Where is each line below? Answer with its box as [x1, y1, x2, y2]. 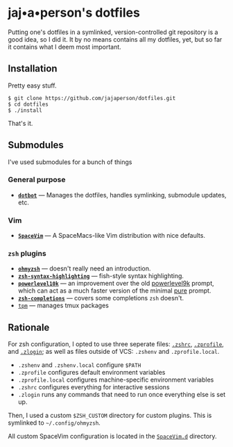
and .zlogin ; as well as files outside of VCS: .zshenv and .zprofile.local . [8, 348, 220, 356]
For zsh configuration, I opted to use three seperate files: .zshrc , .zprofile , [8, 340, 224, 348]
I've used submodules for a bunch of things [8, 158, 132, 166]
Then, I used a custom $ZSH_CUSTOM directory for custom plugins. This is [8, 412, 212, 420]
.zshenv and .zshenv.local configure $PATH [17, 361, 141, 369]
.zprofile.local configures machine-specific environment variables [17, 375, 214, 384]
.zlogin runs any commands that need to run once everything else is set [17, 391, 226, 399]
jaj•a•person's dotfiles [8, 5, 141, 21]
